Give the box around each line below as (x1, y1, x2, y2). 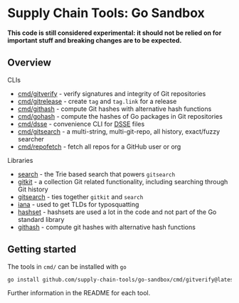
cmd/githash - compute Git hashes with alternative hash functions (17, 105, 212, 113)
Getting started (7, 243, 77, 255)
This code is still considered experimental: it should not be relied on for (7, 28, 222, 37)
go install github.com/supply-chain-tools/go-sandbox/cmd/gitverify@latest (7, 276, 237, 283)
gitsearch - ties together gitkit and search (17, 192, 144, 201)
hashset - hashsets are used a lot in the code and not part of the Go (17, 208, 217, 216)
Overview (7, 57, 52, 69)
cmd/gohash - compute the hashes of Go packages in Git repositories (17, 112, 223, 120)
